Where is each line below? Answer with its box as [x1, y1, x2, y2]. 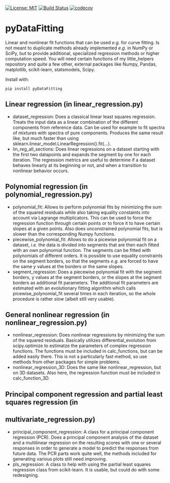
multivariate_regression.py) [5, 415, 95, 424]
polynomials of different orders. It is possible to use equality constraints [12, 252, 163, 259]
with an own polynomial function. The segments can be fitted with [12, 247, 151, 253]
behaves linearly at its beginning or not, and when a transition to [12, 162, 147, 168]
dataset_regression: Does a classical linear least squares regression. [12, 113, 156, 120]
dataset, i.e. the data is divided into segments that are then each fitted [12, 242, 159, 248]
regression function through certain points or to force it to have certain [12, 220, 161, 226]
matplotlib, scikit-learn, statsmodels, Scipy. [5, 66, 95, 72]
